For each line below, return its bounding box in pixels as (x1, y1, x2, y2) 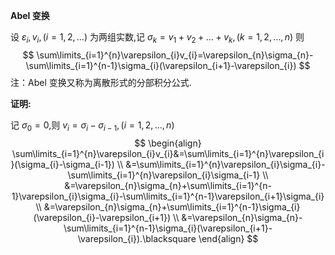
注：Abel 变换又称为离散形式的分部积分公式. (10, 76, 192, 88)
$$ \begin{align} (134, 137, 202, 149)
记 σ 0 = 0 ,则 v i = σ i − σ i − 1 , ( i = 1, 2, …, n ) (10, 119, 175, 133)
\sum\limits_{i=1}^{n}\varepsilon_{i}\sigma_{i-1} (67, 169, 261, 181)
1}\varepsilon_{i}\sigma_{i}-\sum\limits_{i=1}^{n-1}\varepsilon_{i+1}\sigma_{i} (11, 190, 325, 202)
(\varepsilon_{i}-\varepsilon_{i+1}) (33, 211, 172, 223)
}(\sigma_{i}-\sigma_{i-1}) (10, 158, 115, 170)
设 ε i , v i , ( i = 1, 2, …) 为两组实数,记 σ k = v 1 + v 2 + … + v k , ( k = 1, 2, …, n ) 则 (10, 31, 305, 45)
